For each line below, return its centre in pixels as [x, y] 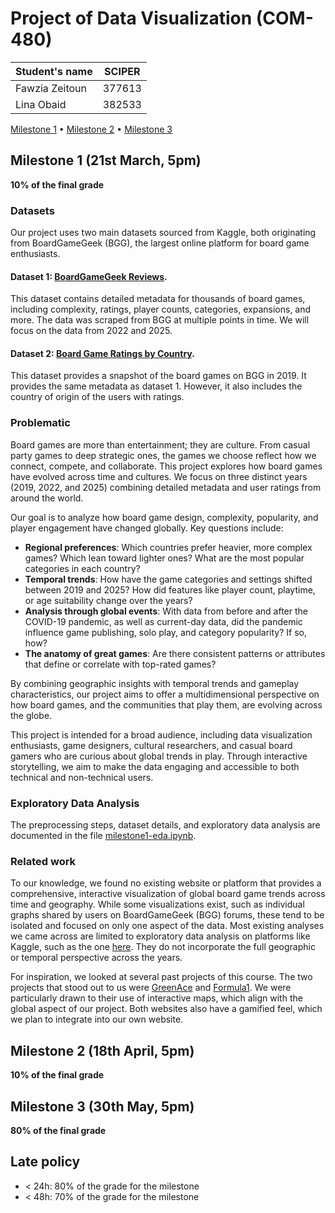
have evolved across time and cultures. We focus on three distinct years [159, 476]
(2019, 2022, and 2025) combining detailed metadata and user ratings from [166, 487]
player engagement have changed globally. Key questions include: [147, 528]
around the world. [47, 498]
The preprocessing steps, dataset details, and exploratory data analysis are [165, 825]
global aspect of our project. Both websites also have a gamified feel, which [166, 1009]
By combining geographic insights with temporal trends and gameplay [155, 683]
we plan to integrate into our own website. [97, 1019]
